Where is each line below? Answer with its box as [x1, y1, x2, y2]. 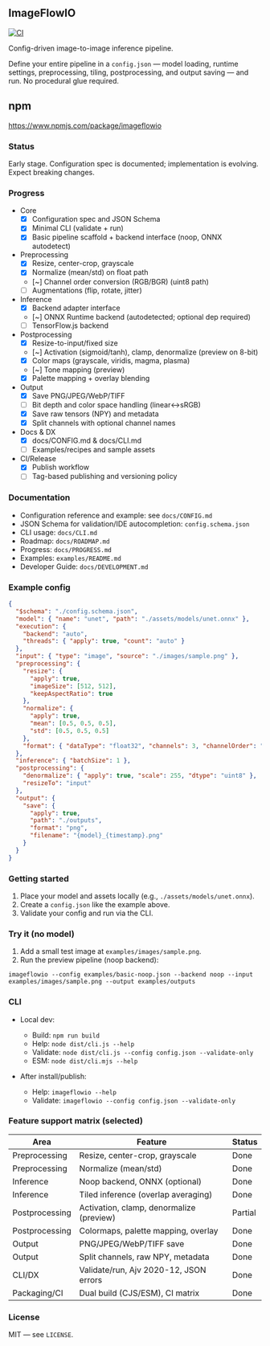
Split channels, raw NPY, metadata [79, 1251, 210, 1262]
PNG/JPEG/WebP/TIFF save [79, 1238, 185, 1249]
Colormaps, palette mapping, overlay [79, 1225, 219, 1236]
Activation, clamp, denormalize [79, 1201, 196, 1213]
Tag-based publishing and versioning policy [31, 472, 178, 481]
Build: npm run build [31, 1030, 100, 1040]
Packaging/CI [12, 1287, 63, 1299]
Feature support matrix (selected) [8, 1115, 143, 1127]
